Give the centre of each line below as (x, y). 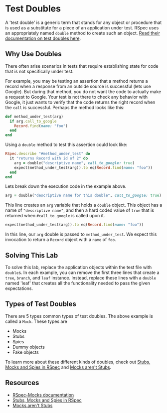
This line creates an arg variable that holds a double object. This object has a (84, 205)
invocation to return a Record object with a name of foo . (61, 240)
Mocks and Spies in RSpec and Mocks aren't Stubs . (58, 367)
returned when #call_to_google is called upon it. (55, 216)
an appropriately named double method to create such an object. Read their (83, 33)
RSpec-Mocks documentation (43, 395)
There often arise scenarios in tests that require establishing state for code (82, 66)
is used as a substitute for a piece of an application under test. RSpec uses (82, 27)
